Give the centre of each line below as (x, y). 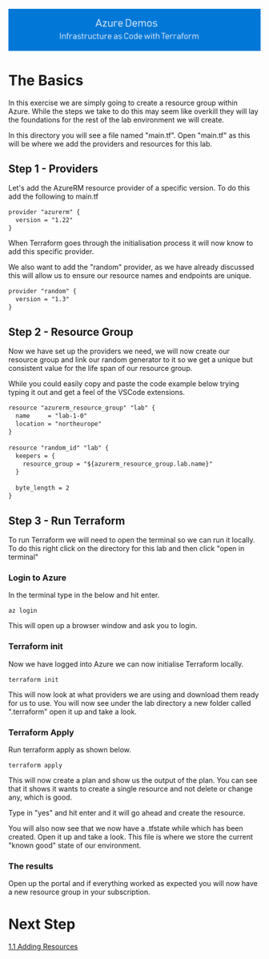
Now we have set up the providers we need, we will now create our (119, 351)
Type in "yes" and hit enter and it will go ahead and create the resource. (127, 812)
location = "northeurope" (59, 424)
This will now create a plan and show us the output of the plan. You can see (133, 780)
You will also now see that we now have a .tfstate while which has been (126, 828)
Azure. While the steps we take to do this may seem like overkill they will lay (133, 111)
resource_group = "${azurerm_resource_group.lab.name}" (118, 464)
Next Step (42, 924)
